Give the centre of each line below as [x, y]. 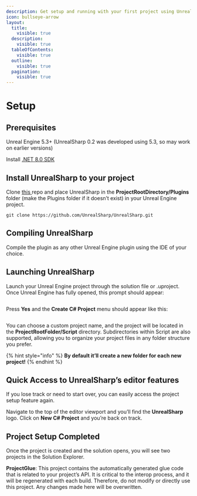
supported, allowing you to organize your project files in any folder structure [98, 338]
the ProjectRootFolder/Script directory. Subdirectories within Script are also [98, 332]
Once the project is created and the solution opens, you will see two [88, 451]
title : [19, 28]
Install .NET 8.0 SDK [30, 160]
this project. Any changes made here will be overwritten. [74, 487]
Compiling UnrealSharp [50, 233]
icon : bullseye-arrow [33, 17]
